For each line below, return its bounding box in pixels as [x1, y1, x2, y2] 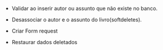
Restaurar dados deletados [11, 39, 78, 45]
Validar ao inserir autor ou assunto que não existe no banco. [11, 5, 158, 12]
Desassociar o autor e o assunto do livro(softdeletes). [11, 16, 142, 23]
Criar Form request [11, 27, 58, 34]
